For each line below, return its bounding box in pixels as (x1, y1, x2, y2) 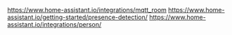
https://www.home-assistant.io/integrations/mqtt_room (7, 6, 167, 14)
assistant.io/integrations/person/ (7, 21, 102, 28)
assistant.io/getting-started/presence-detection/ (7, 13, 148, 21)
